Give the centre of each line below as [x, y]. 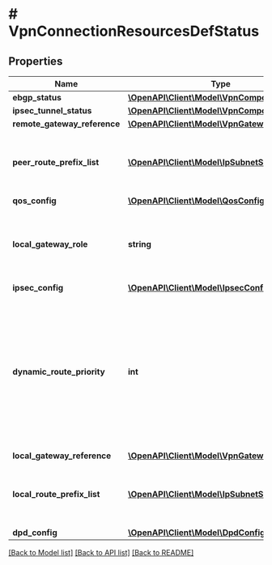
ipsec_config [38, 288]
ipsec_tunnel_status [52, 110]
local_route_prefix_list [56, 494]
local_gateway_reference [62, 456]
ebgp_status [37, 98]
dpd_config [35, 533]
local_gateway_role [50, 244]
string [140, 244]
